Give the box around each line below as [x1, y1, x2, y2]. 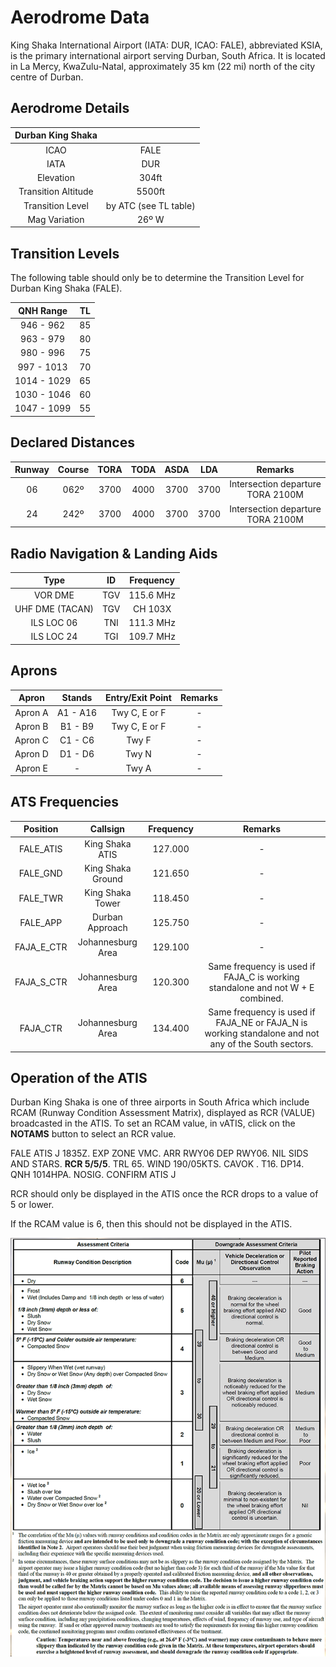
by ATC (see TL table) [105, 199, 196, 211]
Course [57, 464, 90, 476]
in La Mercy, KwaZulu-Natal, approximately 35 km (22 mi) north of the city [10, 60, 316, 72]
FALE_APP [19, 916, 63, 928]
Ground [91, 872, 123, 885]
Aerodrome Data [10, 6, 150, 29]
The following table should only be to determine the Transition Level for [10, 272, 305, 284]
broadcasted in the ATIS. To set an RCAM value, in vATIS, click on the [10, 1117, 296, 1130]
